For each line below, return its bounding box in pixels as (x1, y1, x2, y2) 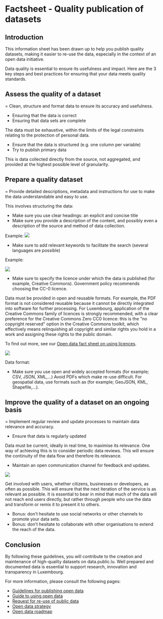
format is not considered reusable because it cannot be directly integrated (5, 300, 154, 306)
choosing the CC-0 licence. (12, 285, 68, 291)
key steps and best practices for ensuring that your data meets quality (5, 71, 146, 76)
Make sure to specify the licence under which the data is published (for (12, 275, 155, 281)
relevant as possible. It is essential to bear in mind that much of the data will (5, 491, 157, 497)
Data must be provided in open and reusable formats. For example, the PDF (5, 295, 157, 301)
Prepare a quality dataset (5, 176, 83, 184)
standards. (5, 76, 27, 82)
